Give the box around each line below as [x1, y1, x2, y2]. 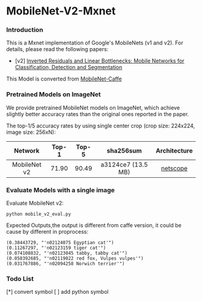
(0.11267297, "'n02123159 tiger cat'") [6, 245, 106, 251]
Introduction [6, 26, 43, 34]
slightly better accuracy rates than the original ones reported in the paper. [6, 110, 189, 118]
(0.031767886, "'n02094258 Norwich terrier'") [6, 261, 125, 267]
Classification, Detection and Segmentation [14, 64, 123, 71]
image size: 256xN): [6, 128, 56, 136]
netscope [161, 164, 188, 172]
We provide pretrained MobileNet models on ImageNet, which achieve [6, 104, 180, 111]
